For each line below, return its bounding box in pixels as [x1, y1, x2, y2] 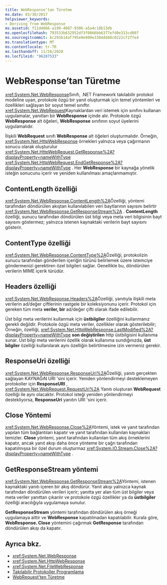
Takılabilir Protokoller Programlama [12, 569, 84, 575]
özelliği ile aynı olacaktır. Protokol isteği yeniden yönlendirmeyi [5, 391, 133, 397]
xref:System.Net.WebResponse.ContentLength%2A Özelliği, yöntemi [5, 198, 145, 204]
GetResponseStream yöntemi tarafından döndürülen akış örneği [5, 509, 138, 515]
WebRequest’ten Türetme [12, 574, 65, 580]
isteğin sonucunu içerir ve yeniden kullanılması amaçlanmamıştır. [5, 170, 138, 176]
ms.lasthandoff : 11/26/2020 [5, 49, 64, 54]
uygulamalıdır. [5, 123, 34, 130]
